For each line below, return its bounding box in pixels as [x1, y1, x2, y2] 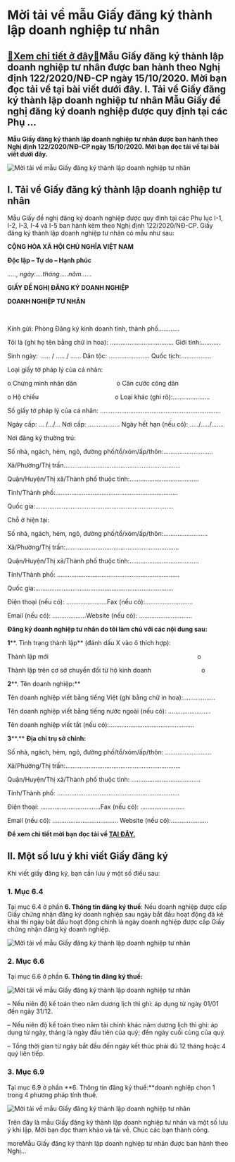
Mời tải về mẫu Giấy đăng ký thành [7, 7, 213, 23]
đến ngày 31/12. [7, 1007, 53, 1015]
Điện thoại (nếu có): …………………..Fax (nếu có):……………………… [7, 597, 193, 606]
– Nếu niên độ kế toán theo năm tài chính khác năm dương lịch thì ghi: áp [7, 1021, 218, 1029]
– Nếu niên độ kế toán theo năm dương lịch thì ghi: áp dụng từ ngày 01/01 [7, 1000, 219, 1008]
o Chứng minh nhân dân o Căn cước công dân [7, 379, 179, 387]
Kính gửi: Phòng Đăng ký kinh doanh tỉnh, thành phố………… [7, 324, 180, 333]
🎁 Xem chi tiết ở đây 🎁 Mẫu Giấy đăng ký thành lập [7, 50, 224, 62]
